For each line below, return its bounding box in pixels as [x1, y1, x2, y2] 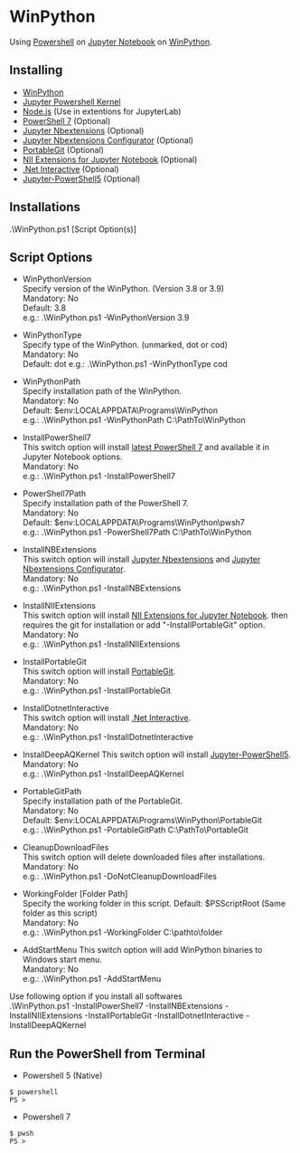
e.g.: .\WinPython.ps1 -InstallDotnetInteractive [22, 732, 194, 743]
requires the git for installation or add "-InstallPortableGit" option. [22, 620, 266, 630]
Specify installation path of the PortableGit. [22, 795, 183, 807]
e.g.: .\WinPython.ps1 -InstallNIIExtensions [22, 639, 181, 649]
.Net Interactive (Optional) [22, 163, 119, 174]
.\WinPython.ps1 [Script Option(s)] [9, 224, 137, 235]
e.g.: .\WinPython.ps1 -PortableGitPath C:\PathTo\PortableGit [22, 824, 248, 835]
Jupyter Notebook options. [22, 451, 123, 463]
